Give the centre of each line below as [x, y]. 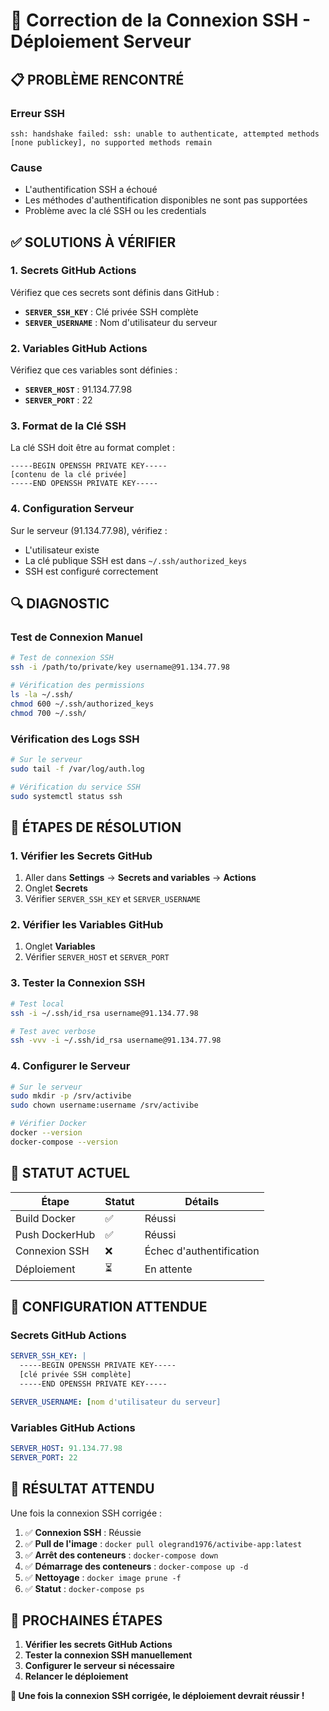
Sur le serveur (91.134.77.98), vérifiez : [89, 530]
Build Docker [45, 1218]
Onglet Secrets [56, 888]
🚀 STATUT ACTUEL [70, 1173]
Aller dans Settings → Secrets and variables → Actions [140, 878]
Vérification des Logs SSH [75, 739]
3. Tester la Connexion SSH [78, 983]
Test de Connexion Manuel [76, 637]
